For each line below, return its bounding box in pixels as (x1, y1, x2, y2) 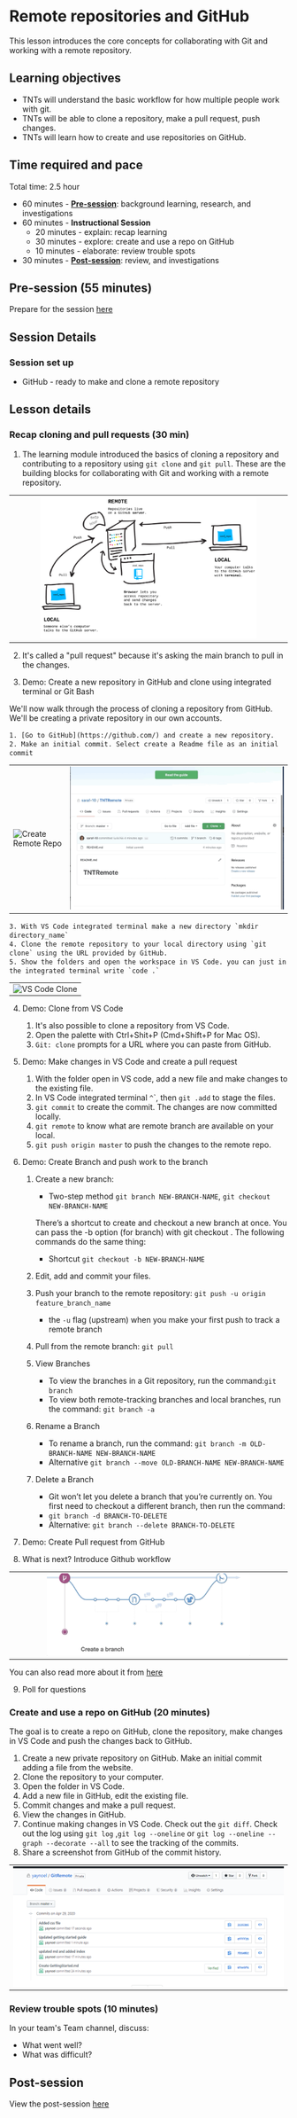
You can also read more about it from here (9, 1667, 164, 1677)
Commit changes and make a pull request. (21, 1800, 177, 1810)
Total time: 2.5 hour (9, 181, 80, 191)
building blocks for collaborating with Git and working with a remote (21, 467, 270, 478)
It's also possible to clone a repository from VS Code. (34, 1020, 230, 1031)
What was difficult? (21, 2050, 93, 2060)
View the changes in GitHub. (21, 1809, 126, 1820)
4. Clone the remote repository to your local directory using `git (9, 940, 267, 949)
